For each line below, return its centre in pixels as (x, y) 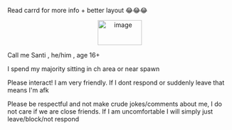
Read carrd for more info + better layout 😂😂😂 (78, 10)
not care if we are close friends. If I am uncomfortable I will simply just (110, 112)
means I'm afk (28, 90)
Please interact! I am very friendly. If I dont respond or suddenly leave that (116, 82)
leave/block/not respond (43, 119)
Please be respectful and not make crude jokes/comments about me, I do (115, 104)
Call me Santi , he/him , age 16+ (54, 55)
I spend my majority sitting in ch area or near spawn (84, 69)
